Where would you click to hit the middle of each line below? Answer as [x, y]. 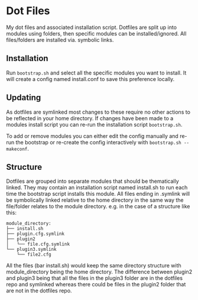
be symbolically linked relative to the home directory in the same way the [95, 200]
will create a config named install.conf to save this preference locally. [90, 79]
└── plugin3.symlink [32, 250]
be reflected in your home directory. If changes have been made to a [90, 118]
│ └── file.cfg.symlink [38, 244]
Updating [24, 98]
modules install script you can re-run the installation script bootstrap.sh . [94, 124]
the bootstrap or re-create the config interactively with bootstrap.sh [98, 142]
